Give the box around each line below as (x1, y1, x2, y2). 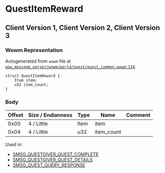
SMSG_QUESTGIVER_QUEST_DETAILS (12, 157, 93, 163)
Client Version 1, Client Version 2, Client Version (5, 23, 160, 32)
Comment (126, 111, 151, 119)
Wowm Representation (5, 46, 63, 53)
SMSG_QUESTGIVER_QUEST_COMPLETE (12, 151, 99, 158)
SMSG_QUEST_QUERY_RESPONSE (12, 162, 85, 168)
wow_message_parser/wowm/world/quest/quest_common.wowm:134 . (5, 63, 137, 69)
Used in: (5, 141, 23, 148)
